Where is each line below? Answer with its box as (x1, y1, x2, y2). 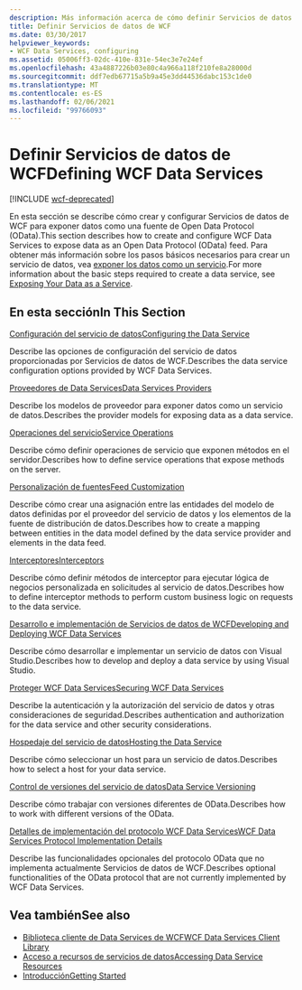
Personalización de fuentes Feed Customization (9, 481, 185, 492)
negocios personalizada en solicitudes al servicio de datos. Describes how (9, 582, 285, 593)
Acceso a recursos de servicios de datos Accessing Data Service (22, 950, 263, 962)
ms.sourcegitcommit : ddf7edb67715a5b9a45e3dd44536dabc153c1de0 (9, 72, 252, 81)
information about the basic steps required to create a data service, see (9, 268, 276, 280)
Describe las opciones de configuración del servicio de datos (9, 346, 237, 357)
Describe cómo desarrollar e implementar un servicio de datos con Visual (9, 646, 282, 656)
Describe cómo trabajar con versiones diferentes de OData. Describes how (9, 799, 286, 809)
